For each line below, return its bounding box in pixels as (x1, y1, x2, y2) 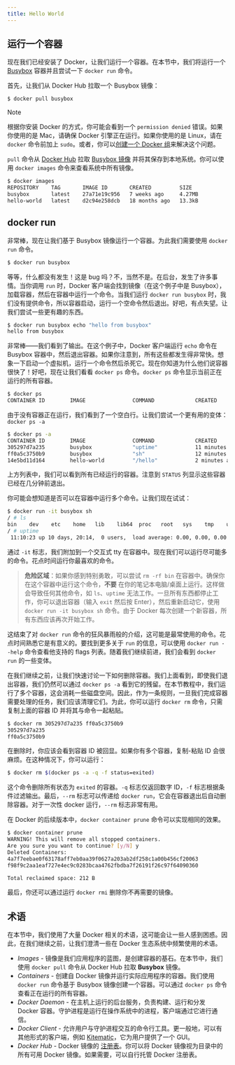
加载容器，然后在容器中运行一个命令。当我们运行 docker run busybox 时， (7, 290, 220, 298)
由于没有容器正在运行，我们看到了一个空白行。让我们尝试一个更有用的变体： (7, 411, 228, 419)
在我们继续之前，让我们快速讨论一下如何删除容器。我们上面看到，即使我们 (7, 671, 222, 680)
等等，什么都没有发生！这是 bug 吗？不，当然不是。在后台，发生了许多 (7, 273, 212, 281)
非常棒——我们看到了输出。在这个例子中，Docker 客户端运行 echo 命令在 (7, 341, 218, 350)
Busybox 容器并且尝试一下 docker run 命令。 (7, 67, 136, 75)
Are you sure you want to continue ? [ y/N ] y (7, 842, 139, 849)
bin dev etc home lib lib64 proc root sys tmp (7, 521, 215, 528)
